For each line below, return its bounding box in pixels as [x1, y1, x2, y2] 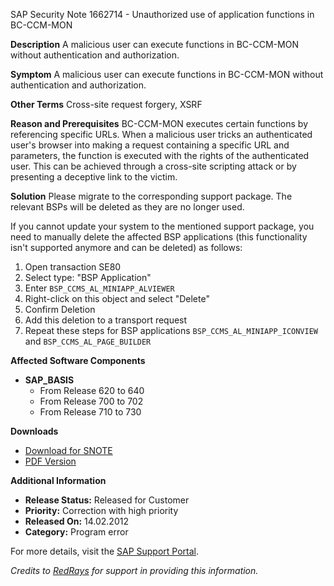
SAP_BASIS [24, 374, 75, 386]
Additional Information [10, 475, 107, 486]
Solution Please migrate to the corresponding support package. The [10, 190, 293, 202]
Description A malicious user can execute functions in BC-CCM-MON [10, 39, 299, 50]
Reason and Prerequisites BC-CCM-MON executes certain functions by [10, 118, 308, 129]
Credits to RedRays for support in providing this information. [10, 565, 259, 576]
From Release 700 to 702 [39, 395, 144, 407]
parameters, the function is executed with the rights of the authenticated [10, 150, 310, 161]
